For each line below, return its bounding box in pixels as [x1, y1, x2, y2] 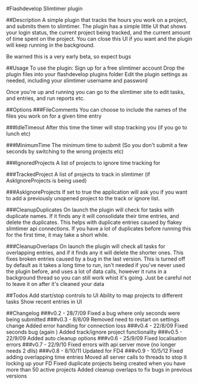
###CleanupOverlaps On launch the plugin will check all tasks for [6, 243, 165, 250]
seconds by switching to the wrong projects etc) [6, 148, 124, 155]
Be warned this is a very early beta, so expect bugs [6, 53, 131, 60]
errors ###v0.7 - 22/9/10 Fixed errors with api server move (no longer [6, 341, 176, 348]
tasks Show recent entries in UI [6, 298, 82, 305]
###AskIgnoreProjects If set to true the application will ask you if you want [6, 188, 188, 196]
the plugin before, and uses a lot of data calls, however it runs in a [6, 268, 167, 275]
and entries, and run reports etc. [6, 95, 85, 102]
